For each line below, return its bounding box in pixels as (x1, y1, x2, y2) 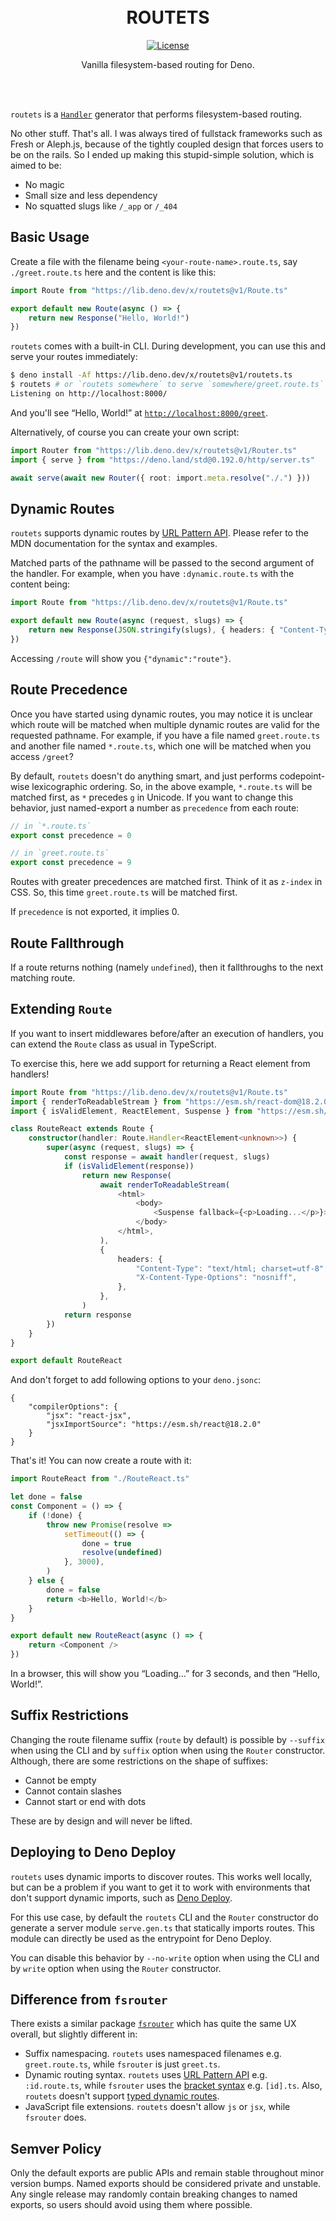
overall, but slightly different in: (10, 2028, 138, 2040)
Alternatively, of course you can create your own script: (10, 426, 240, 438)
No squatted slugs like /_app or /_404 (24, 200, 178, 212)
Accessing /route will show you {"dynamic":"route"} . (10, 652, 232, 664)
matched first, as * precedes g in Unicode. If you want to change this (10, 791, 294, 803)
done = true (81, 1538, 132, 1549)
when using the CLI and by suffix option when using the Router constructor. (10, 1744, 326, 1756)
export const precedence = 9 (10, 858, 132, 868)
